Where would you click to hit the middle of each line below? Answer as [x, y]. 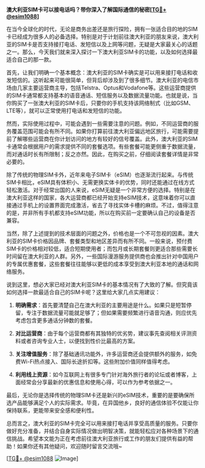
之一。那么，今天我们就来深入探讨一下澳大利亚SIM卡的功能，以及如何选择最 [102, 52]
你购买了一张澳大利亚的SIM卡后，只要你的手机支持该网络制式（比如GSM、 [100, 103]
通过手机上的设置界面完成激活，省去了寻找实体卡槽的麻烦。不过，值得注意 [105, 205]
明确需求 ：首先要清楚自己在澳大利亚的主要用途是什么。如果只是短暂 [101, 305]
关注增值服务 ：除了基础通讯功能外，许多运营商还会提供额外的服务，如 [103, 354]
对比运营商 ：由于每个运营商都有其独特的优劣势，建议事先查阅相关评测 [103, 333]
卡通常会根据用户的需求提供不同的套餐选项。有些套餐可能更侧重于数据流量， [103, 146]
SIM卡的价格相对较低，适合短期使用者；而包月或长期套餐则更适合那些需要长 [102, 249]
